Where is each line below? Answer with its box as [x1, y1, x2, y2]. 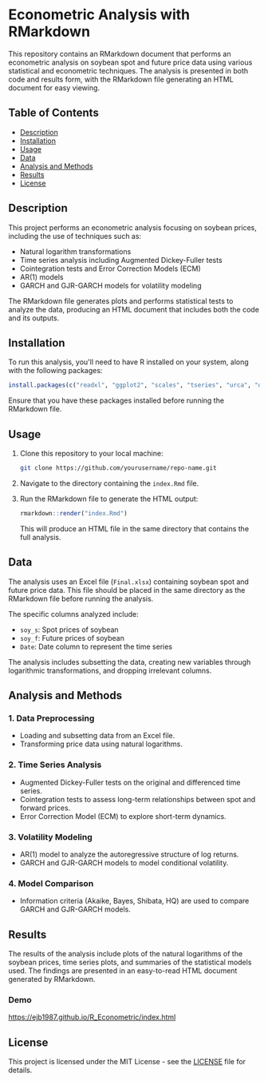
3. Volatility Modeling [8, 831, 93, 842]
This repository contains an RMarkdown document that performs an [8, 49, 231, 58]
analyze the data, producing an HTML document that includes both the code [8, 304, 259, 314]
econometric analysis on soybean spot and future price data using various [8, 58, 253, 67]
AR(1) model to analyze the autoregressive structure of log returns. [19, 849, 239, 859]
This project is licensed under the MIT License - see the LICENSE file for [8, 1057, 246, 1067]
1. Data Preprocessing [8, 713, 95, 724]
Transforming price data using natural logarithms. [19, 739, 183, 749]
